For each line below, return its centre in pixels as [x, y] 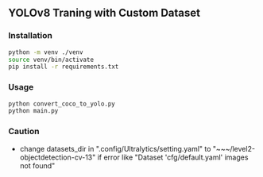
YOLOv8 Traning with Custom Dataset [104, 13]
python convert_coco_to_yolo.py [62, 104]
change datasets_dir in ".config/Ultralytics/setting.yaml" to [115, 148]
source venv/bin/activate [51, 60]
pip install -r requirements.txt [64, 67]
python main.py [33, 111]
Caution [24, 132]
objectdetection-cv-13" [58, 157]
